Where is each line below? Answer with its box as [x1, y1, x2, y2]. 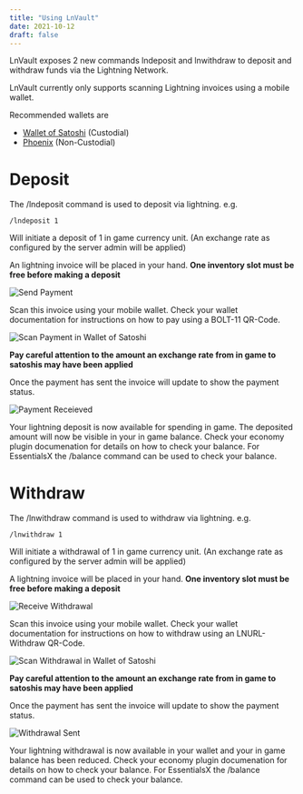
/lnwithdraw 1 [9, 530, 64, 539]
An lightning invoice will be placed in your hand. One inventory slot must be [9, 260, 295, 271]
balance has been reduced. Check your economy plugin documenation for [9, 755, 288, 766]
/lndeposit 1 [9, 216, 59, 226]
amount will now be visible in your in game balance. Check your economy [9, 431, 285, 442]
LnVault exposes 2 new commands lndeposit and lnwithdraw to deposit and [9, 55, 292, 66]
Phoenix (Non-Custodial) [22, 137, 116, 148]
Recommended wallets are [9, 110, 109, 121]
